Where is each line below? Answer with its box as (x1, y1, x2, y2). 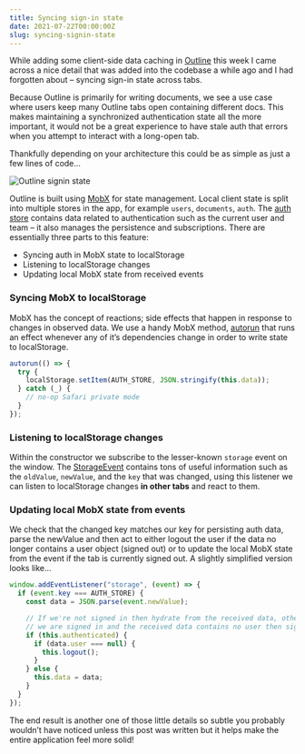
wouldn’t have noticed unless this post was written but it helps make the (9, 724, 280, 735)
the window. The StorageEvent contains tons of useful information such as (9, 461, 289, 473)
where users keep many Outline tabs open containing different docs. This (9, 102, 284, 113)
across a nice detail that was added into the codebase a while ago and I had (9, 65, 293, 75)
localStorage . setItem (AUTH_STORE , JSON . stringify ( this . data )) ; (25, 376, 271, 385)
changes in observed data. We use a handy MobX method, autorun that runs (9, 322, 296, 333)
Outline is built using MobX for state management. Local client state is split (9, 193, 289, 205)
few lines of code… (9, 158, 82, 169)
